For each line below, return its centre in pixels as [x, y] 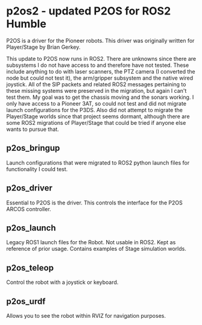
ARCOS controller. [29, 209]
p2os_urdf [26, 301]
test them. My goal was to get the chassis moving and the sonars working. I [100, 97]
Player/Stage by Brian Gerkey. [43, 47]
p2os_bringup [33, 148]
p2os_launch [31, 228]
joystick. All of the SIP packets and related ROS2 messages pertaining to [96, 84]
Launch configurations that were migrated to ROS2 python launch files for [98, 162]
